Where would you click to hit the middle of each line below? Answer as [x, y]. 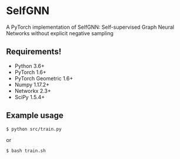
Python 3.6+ [30, 66]
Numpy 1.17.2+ [32, 84]
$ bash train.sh [26, 151]
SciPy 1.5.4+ [30, 97]
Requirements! [34, 52]
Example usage [35, 116]
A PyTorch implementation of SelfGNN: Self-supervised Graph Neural [90, 27]
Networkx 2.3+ [33, 91]
